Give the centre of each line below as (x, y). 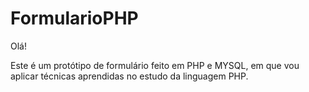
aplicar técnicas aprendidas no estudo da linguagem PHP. (129, 76)
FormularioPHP (74, 18)
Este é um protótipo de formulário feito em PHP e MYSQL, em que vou (155, 65)
